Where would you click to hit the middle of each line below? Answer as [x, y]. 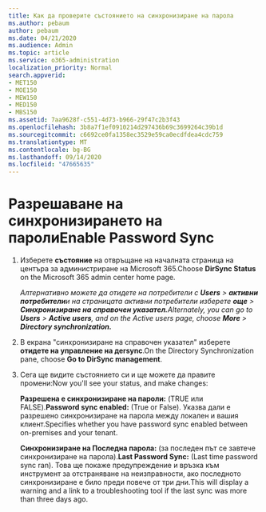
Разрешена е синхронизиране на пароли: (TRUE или [111, 399]
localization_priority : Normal [60, 68]
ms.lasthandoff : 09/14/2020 [55, 157]
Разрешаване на [66, 204]
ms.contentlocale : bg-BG [50, 150]
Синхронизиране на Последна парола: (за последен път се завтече [137, 448]
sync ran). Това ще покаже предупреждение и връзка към [119, 466]
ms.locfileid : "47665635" [51, 165]
